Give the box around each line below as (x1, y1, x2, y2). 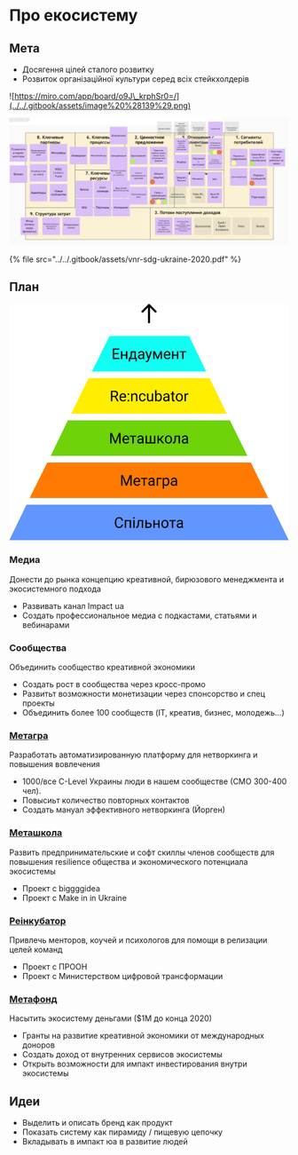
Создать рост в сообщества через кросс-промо (21, 679, 206, 690)
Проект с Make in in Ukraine (21, 892, 127, 903)
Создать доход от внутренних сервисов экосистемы (21, 1049, 223, 1060)
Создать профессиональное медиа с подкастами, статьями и (21, 610, 257, 621)
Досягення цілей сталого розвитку (21, 64, 155, 75)
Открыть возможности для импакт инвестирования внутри (21, 1058, 247, 1070)
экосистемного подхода (9, 583, 102, 594)
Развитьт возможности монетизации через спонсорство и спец (21, 689, 266, 700)
